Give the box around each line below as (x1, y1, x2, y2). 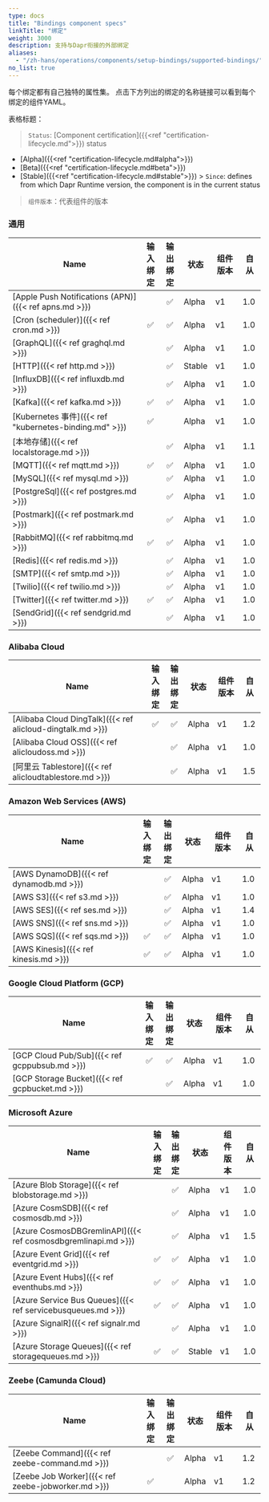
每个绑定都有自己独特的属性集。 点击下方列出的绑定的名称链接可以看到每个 (8, 87, 256, 96)
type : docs (8, 11, 45, 20)
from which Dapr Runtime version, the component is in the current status (19, 180, 261, 189)
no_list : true (8, 64, 56, 72)
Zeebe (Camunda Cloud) (8, 1375, 106, 1386)
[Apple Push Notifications (12, 291, 109, 302)
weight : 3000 (8, 34, 52, 43)
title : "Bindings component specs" (8, 19, 127, 27)
